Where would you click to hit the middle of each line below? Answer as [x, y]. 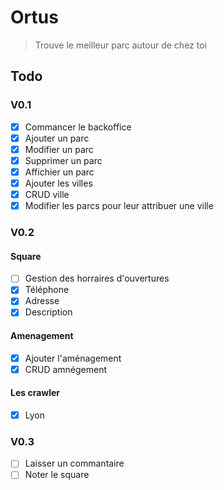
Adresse [42, 301]
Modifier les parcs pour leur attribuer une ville [119, 206]
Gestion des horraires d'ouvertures [97, 278]
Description [48, 312]
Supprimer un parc [63, 160]
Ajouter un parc [57, 138]
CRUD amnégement [66, 369]
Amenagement [42, 336]
